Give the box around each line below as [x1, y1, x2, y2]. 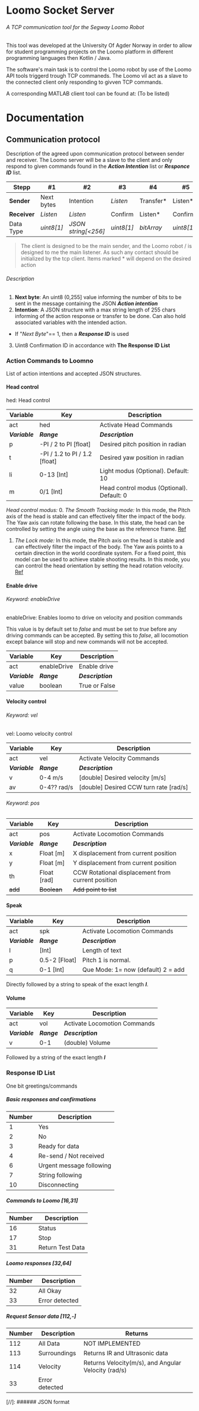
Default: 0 [99, 491, 127, 500]
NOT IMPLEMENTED [83, 1339, 141, 1348]
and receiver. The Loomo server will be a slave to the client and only [6, 157, 173, 164]
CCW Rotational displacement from [73, 868, 171, 876]
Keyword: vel [6, 711, 38, 719]
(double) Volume [63, 1039, 111, 1047]
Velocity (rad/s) [83, 1366, 127, 1374]
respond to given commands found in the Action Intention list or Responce [6, 163, 190, 170]
